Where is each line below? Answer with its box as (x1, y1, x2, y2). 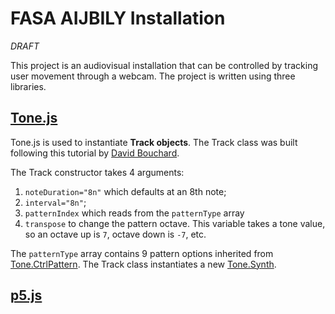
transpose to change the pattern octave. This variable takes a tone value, (24, 217, 326, 229)
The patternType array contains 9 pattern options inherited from (10, 247, 274, 259)
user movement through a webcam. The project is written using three (10, 70, 296, 82)
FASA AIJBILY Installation (10, 7, 226, 30)
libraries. (10, 80, 47, 92)
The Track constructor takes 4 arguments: (10, 166, 185, 178)
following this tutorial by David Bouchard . (10, 147, 180, 159)
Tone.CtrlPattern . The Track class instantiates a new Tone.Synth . (10, 258, 277, 270)
